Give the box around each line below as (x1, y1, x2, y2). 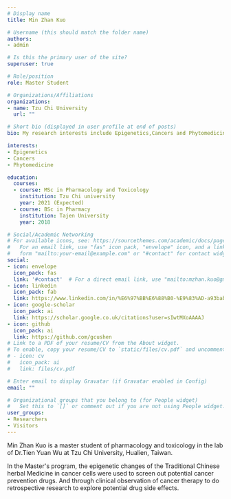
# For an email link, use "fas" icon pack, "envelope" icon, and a (7, 244, 211, 251)
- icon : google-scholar (7, 301, 76, 308)
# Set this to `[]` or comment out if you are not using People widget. (7, 403, 226, 410)
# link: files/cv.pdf (7, 365, 76, 372)
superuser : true (7, 61, 54, 67)
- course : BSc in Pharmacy (13, 206, 91, 213)
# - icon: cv (7, 352, 45, 360)
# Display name (7, 10, 51, 17)
